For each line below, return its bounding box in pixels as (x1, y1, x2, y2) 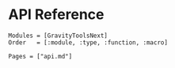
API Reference (8, 6, 105, 24)
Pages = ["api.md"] (8, 52, 73, 60)
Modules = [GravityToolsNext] (8, 32, 108, 40)
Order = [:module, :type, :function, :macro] (8, 38, 169, 47)
